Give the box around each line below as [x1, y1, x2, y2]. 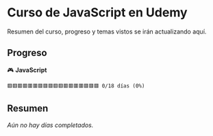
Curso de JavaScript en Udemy [7, 5, 188, 21]
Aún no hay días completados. [7, 121, 94, 129]
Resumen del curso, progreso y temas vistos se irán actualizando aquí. [7, 27, 207, 36]
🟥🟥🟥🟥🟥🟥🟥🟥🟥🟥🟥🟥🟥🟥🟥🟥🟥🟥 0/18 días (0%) [7, 82, 145, 90]
